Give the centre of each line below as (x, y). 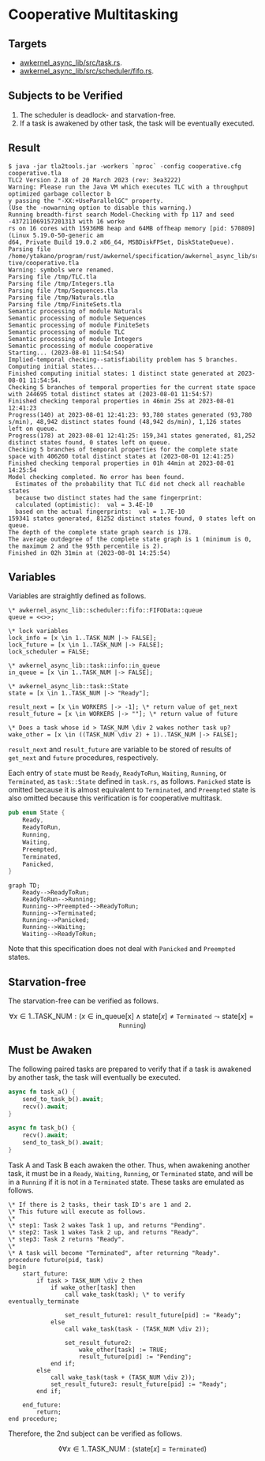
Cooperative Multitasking (93, 15)
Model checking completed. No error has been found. (97, 477)
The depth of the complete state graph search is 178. (100, 532)
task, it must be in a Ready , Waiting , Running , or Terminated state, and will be (131, 1173)
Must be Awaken (50, 1050)
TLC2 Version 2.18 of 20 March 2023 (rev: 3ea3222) (95, 180)
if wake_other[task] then (93, 1287)
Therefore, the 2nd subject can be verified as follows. (95, 1433)
